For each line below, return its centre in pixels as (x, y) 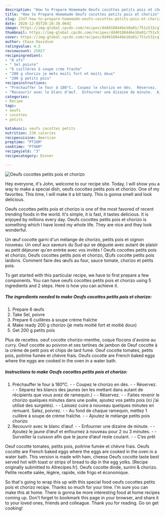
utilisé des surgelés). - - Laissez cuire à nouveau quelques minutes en (83, 405)
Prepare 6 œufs (28, 309)
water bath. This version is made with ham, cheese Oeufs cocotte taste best (82, 456)
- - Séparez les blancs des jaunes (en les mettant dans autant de (78, 389)
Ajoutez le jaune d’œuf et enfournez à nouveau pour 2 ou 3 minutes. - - (84, 431)
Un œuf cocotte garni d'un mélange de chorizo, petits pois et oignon (74, 239)
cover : (12, 37)
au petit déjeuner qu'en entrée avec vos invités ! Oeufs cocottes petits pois (81, 250)
